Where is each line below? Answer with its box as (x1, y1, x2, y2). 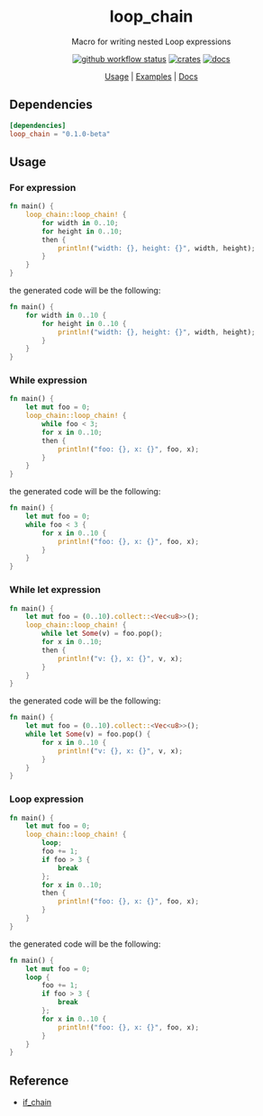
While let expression (9, 584, 101, 596)
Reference (9, 1073, 69, 1088)
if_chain (22, 1097, 52, 1108)
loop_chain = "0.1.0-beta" (9, 129, 111, 139)
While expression (9, 374, 87, 386)
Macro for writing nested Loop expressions (71, 36, 231, 47)
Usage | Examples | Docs (104, 70, 198, 82)
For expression (9, 181, 77, 194)
